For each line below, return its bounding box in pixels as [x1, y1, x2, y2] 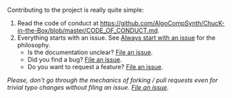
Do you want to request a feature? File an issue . [27, 63, 164, 71]
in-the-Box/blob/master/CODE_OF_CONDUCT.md [17, 27, 158, 34]
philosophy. [17, 41, 50, 49]
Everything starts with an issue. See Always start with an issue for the [17, 34, 216, 42]
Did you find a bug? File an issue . [27, 56, 122, 64]
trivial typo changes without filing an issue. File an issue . [7, 84, 169, 91]
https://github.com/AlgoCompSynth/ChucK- [99, 19, 225, 27]
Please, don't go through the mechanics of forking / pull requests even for [7, 76, 218, 84]
